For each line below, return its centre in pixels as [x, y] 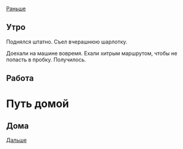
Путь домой [38, 104]
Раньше [16, 9]
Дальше [16, 140]
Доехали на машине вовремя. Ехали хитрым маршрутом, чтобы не [92, 53]
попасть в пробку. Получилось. [46, 60]
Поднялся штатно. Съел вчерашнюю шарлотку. [67, 42]
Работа [20, 78]
